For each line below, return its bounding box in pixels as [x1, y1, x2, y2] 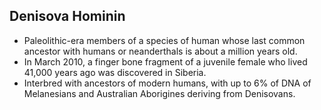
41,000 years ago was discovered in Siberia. [23, 66, 207, 78]
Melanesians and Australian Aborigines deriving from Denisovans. [23, 87, 296, 99]
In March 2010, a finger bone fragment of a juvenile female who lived [23, 55, 308, 68]
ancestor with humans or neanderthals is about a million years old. [23, 45, 298, 57]
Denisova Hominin [9, 8, 126, 25]
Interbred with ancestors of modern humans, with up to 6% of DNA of [23, 77, 312, 89]
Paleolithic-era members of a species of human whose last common [23, 34, 306, 46]
